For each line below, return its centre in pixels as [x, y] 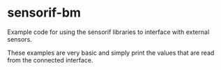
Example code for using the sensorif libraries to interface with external [108, 32]
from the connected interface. [50, 60]
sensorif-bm [44, 13]
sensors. [20, 39]
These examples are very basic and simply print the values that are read [111, 53]
